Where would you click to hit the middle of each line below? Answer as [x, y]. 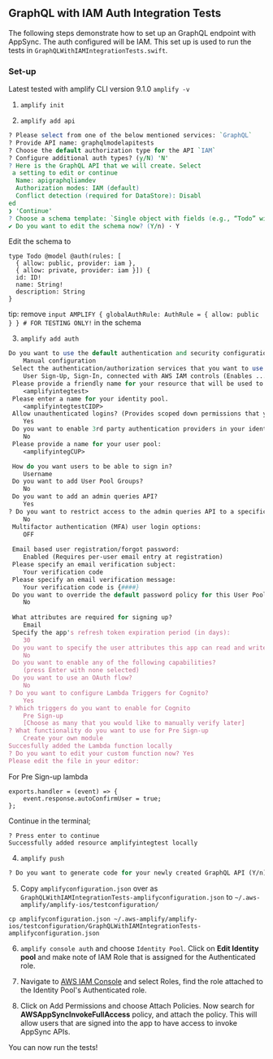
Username [38, 474]
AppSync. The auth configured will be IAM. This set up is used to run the [130, 41]
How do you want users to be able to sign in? [92, 467]
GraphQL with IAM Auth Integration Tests [115, 13]
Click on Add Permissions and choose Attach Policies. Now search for [137, 1005]
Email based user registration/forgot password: [96, 549]
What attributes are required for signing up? [92, 618]
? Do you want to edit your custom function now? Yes [102, 753]
